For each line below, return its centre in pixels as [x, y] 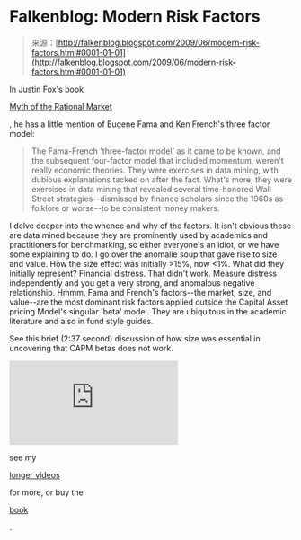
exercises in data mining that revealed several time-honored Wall [151, 189]
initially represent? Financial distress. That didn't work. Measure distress [143, 273]
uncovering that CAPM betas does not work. [91, 348]
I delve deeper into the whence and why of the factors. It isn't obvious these [150, 226]
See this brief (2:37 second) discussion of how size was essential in [135, 338]
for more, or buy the [46, 492]
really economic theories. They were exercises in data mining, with [155, 170]
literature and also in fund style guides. [82, 321]
